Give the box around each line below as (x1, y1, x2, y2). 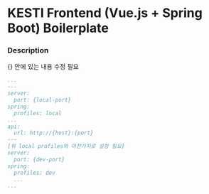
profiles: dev (14, 169, 55, 176)
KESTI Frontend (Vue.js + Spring (7, 5, 203, 21)
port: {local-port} (14, 97, 72, 104)
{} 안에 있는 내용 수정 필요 (7, 63, 80, 71)
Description (7, 45, 49, 55)
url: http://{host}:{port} (14, 129, 94, 136)
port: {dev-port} (14, 156, 65, 163)
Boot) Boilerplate (7, 20, 109, 36)
